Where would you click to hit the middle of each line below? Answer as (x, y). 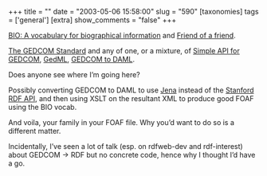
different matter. (35, 131)
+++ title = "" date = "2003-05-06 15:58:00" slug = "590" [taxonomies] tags (133, 12)
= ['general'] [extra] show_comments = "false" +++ (92, 20)
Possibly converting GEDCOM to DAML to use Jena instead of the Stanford (131, 90)
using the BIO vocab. (43, 107)
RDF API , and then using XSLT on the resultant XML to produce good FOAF (131, 98)
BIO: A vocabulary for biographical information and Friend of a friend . (122, 35)
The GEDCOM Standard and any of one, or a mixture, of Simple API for (124, 51)
